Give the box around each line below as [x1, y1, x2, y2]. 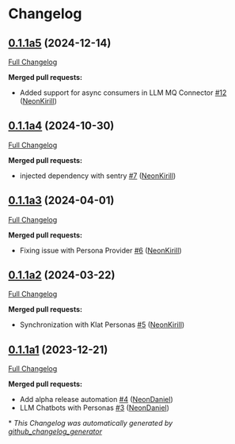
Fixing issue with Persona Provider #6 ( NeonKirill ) [19, 245, 182, 255]
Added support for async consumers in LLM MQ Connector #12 [19, 88, 227, 97]
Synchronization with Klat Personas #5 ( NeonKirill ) [19, 320, 185, 329]
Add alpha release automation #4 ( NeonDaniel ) [19, 395, 173, 404]
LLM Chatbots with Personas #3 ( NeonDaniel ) [19, 403, 170, 412]
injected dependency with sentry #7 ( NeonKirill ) [19, 171, 176, 180]
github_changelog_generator [8, 427, 103, 436]
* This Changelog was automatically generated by [8, 419, 173, 428]
